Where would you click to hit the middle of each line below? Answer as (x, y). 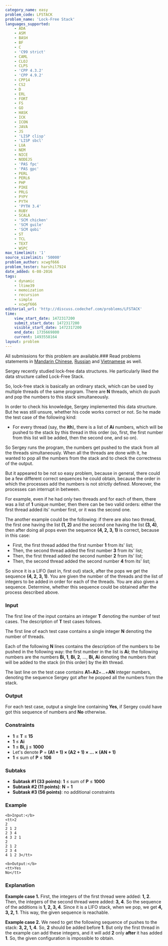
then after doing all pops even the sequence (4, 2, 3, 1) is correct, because (82, 530)
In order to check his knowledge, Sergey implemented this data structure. (81, 406)
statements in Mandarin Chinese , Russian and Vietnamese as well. (74, 361)
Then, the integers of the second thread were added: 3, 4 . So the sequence (83, 902)
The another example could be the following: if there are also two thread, (80, 519)
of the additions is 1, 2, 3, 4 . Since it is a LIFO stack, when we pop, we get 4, (84, 907)
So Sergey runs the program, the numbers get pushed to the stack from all (82, 447)
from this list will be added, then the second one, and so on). (75, 437)
